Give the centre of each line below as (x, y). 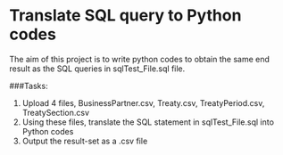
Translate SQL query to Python (125, 16)
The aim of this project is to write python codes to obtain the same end (140, 59)
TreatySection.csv (56, 112)
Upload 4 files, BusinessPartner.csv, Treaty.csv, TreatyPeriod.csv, (143, 102)
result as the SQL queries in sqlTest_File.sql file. (97, 69)
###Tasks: (29, 86)
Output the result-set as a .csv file (85, 141)
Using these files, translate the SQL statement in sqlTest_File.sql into (148, 122)
